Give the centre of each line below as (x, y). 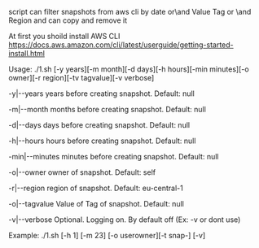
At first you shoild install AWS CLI (64, 36)
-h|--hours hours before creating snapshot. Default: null (102, 141)
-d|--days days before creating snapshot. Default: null (99, 125)
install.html (26, 53)
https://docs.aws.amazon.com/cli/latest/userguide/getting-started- (121, 45)
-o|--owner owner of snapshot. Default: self (82, 172)
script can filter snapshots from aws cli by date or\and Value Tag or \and (130, 12)
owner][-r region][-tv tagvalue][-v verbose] (81, 78)
